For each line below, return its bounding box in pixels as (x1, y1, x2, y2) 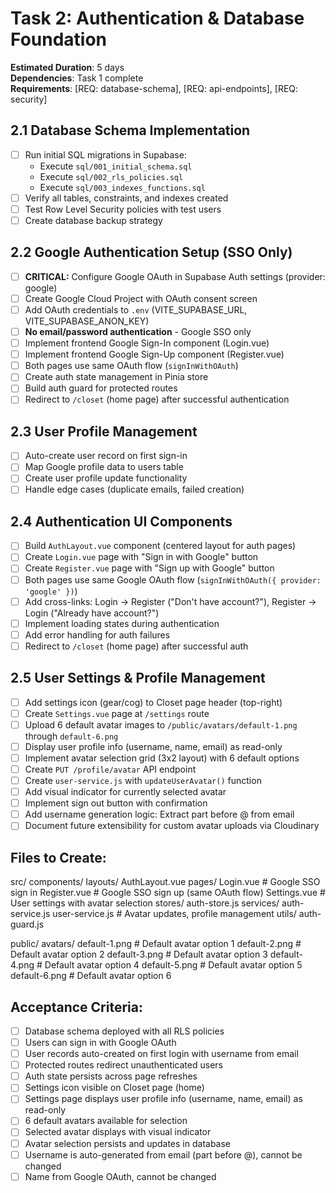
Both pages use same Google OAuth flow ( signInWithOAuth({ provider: (24, 573, 322, 586)
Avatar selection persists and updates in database (24, 1137, 232, 1149)
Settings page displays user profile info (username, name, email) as (24, 1093, 303, 1105)
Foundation (10, 28, 108, 51)
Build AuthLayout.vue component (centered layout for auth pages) (24, 540, 297, 552)
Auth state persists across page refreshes (24, 1070, 198, 1082)
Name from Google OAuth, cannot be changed (24, 1170, 217, 1182)
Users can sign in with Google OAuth (24, 1037, 177, 1048)
